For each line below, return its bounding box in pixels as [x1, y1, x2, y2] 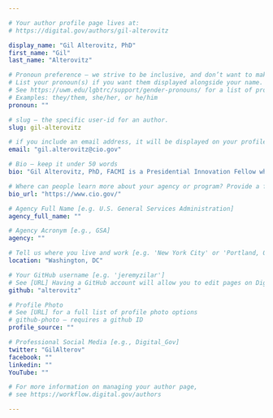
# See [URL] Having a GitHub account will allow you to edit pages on [8, 278, 253, 287]
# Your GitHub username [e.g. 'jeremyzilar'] [8, 271, 165, 279]
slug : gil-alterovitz [8, 123, 82, 131]
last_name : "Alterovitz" [8, 56, 93, 65]
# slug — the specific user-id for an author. [8, 115, 169, 124]
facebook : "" [8, 353, 53, 361]
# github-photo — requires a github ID [8, 316, 144, 325]
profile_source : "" [8, 324, 75, 332]
